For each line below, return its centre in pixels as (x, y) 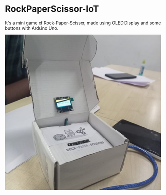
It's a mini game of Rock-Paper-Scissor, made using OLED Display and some (83, 23)
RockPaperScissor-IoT (52, 9)
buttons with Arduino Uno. (32, 28)
